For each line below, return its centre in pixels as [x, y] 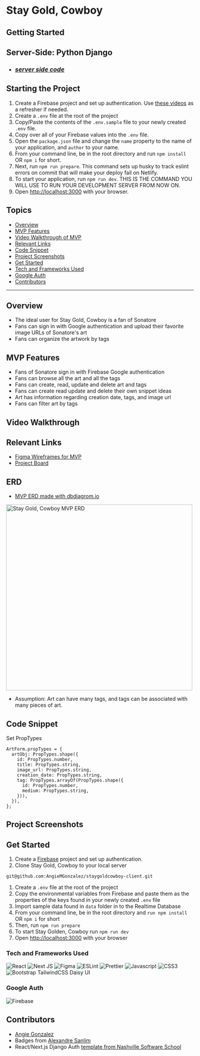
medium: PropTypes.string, [55, 791]
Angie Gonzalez [34, 1034]
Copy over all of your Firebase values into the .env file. [82, 134]
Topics [19, 210]
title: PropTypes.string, [49, 764]
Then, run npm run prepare [47, 925]
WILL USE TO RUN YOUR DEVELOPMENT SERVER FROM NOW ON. [97, 185]
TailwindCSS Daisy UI [64, 973]
